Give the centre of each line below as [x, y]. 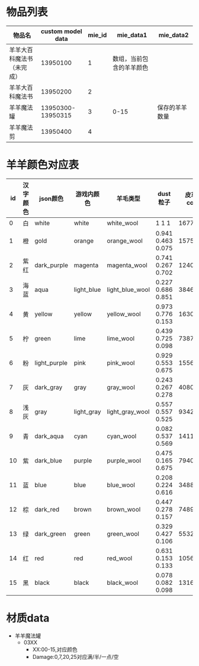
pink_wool [121, 363]
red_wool [120, 558]
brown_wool [124, 509]
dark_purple [51, 265]
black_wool [122, 583]
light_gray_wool [128, 411]
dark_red [47, 509]
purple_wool [124, 461]
